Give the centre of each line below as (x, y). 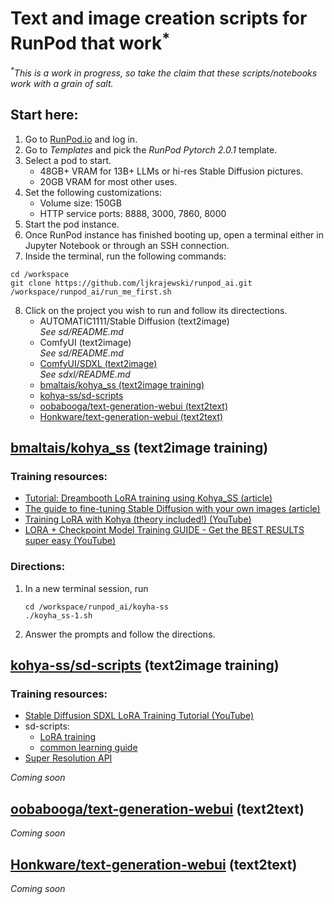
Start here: (44, 115)
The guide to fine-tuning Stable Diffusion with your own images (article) (172, 509)
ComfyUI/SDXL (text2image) (98, 363)
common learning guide (88, 748)
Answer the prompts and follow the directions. (120, 634)
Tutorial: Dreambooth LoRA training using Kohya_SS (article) (148, 498)
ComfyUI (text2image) (85, 342)
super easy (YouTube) (70, 541)
